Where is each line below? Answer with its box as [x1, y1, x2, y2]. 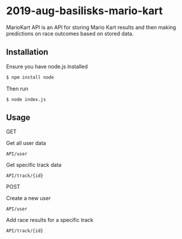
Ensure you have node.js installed [6, 63, 88, 70]
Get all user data [6, 140, 46, 147]
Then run [6, 85, 28, 92]
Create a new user [6, 195, 51, 202]
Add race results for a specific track [6, 217, 93, 224]
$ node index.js [6, 96, 46, 102]
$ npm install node [6, 74, 54, 80]
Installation [6, 47, 48, 57]
